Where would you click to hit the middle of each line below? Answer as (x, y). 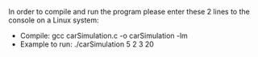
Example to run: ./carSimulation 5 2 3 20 (87, 44)
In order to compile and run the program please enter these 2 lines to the (129, 12)
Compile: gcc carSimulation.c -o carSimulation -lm (104, 36)
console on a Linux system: (54, 20)
